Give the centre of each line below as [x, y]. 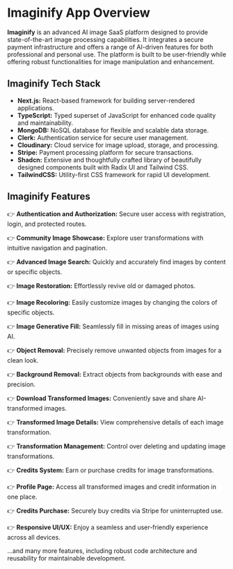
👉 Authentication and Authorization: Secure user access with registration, [116, 213]
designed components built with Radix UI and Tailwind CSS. [103, 167]
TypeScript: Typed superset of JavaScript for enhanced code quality [116, 115]
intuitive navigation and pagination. [57, 248]
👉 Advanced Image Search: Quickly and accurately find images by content [116, 261]
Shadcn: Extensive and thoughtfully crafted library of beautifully [109, 160]
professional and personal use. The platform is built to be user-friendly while [117, 54]
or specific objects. [35, 272]
